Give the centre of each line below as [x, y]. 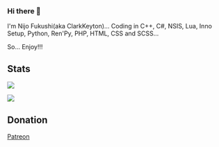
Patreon [18, 136]
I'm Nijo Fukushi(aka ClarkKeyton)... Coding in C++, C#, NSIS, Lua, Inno [109, 26]
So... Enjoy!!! [25, 47]
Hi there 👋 [24, 11]
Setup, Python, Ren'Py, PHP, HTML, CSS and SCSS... [83, 33]
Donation [27, 120]
